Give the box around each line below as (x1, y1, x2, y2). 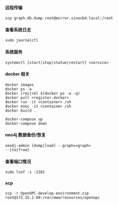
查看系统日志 (5, 27, 31, 32)
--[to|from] (5, 147, 29, 152)
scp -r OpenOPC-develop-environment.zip (5, 191, 89, 196)
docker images (5, 82, 34, 87)
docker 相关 (5, 71, 29, 77)
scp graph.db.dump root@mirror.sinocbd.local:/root (5, 16, 113, 21)
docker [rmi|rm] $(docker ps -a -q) (5, 91, 80, 96)
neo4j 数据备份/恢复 (5, 132, 46, 138)
